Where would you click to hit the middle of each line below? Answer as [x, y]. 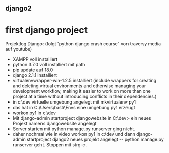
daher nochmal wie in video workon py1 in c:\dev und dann [74, 134]
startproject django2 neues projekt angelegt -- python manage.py [96, 140]
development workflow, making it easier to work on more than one [81, 91]
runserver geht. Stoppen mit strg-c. [50, 145]
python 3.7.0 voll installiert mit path [49, 65]
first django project [46, 30]
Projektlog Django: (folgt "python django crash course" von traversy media [83, 44]
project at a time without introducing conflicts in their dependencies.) [85, 97]
